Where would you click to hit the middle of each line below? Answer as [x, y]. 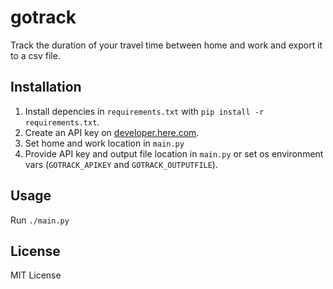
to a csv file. [35, 55]
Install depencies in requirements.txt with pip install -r [144, 111]
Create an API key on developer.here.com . [112, 132]
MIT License [36, 275]
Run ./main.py [40, 220]
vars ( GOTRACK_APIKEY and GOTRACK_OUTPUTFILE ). [121, 164]
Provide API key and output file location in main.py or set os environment [174, 153]
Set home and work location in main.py [104, 143]
